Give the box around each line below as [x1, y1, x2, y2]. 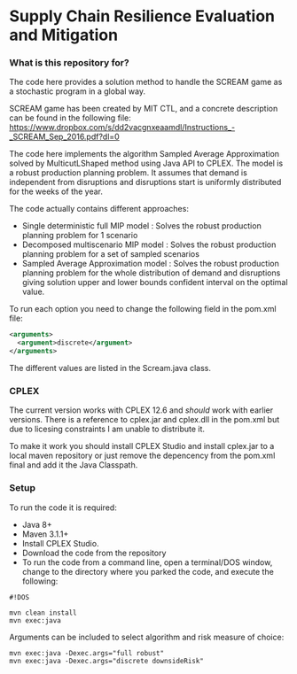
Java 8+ [21, 519, 52, 530]
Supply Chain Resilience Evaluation [9, 6, 276, 27]
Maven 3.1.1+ [21, 529, 69, 539]
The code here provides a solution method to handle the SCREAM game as [9, 77, 283, 88]
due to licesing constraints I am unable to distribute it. [9, 423, 206, 435]
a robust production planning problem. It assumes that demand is [9, 167, 248, 178]
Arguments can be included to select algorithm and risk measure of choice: [9, 631, 285, 642]
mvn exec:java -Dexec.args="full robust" [9, 648, 165, 657]
